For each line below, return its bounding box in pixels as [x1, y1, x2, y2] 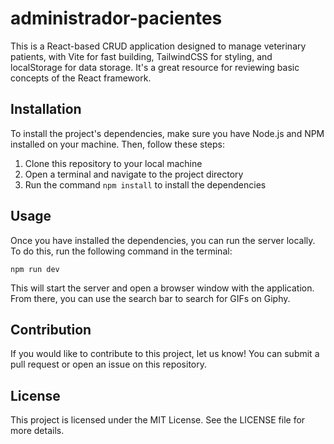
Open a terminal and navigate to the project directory [24, 168, 244, 180]
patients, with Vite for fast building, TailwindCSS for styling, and [10, 50, 273, 62]
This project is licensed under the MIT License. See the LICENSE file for [10, 414, 306, 426]
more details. [10, 425, 65, 437]
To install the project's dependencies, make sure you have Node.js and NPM [10, 127, 325, 139]
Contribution [10, 321, 92, 338]
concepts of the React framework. [10, 72, 152, 84]
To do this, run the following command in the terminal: [10, 245, 233, 257]
